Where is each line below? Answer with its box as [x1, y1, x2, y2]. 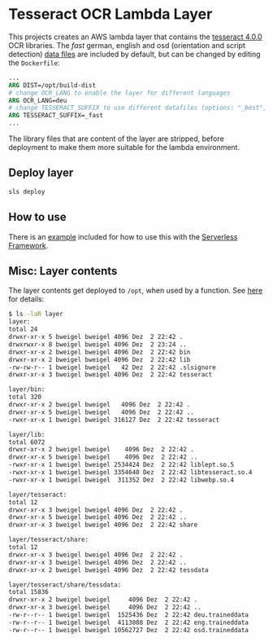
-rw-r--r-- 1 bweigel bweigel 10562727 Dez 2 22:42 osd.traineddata [8, 626, 249, 634]
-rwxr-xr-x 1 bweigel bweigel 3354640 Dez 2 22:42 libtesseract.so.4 [8, 468, 253, 477]
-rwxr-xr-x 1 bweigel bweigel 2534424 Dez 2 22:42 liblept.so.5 [8, 461, 234, 469]
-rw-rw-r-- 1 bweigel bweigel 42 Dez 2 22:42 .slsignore [8, 363, 217, 372]
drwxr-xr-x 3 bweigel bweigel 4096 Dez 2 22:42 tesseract [8, 371, 213, 379]
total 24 [8, 325, 38, 334]
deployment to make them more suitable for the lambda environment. [8, 143, 240, 152]
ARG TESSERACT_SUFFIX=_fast [8, 112, 104, 120]
